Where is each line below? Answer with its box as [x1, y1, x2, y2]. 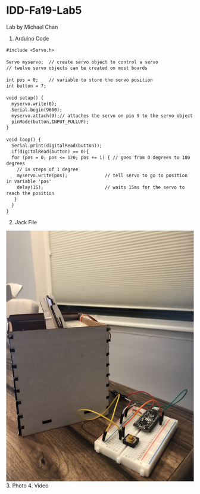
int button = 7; [6, 83, 46, 89]
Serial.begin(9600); [11, 107, 62, 113]
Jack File [14, 218, 37, 226]
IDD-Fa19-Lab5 [6, 4, 82, 17]
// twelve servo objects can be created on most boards [6, 65, 148, 71]
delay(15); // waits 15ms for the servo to [17, 184, 185, 190]
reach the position [6, 190, 55, 196]
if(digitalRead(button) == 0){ [11, 149, 89, 155]
